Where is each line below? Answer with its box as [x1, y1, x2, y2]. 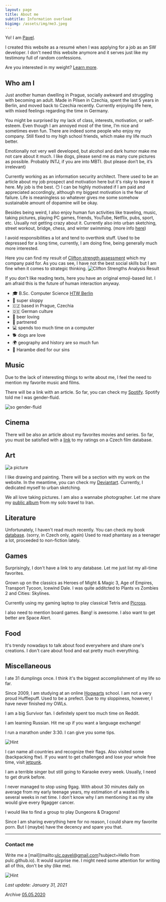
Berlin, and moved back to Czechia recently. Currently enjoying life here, [5, 103, 153, 109]
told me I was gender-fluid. [5, 394, 60, 400]
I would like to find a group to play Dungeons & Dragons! [5, 809, 120, 815]
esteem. [5, 122, 22, 129]
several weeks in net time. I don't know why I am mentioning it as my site [5, 794, 154, 800]
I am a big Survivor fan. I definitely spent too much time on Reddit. [5, 710, 140, 716]
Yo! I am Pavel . [5, 35, 36, 41]
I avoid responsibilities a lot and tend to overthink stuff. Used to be [5, 235, 140, 241]
